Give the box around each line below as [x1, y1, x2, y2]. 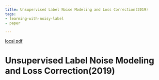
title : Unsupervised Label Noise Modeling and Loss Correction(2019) [5, 7, 149, 12]
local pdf [5, 38, 23, 44]
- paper [5, 20, 21, 26]
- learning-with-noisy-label [5, 16, 64, 21]
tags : [5, 12, 16, 16]
